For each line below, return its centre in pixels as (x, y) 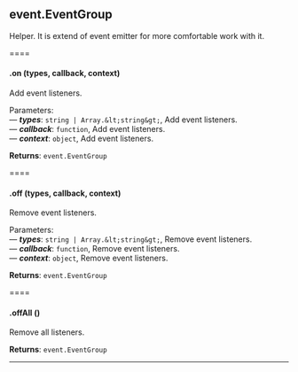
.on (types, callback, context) (65, 74)
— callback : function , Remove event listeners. (94, 249)
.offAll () (25, 313)
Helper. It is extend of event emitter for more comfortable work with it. (137, 35)
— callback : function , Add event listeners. (87, 129)
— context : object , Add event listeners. (81, 139)
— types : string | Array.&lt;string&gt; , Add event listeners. (123, 120)
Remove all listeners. (47, 332)
